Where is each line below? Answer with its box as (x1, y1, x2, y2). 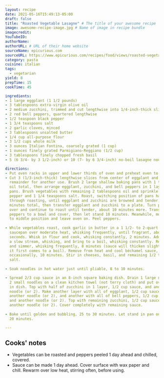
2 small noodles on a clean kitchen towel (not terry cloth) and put (9, 280, 154, 285)
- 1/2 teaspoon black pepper (5, 116, 64, 121)
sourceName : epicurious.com (5, 48, 62, 53)
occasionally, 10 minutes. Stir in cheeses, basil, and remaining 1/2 (9, 253, 156, 258)
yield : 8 (5, 76, 23, 80)
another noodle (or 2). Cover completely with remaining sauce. (9, 302, 143, 308)
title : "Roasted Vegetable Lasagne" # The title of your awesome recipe (5, 21, 156, 26)
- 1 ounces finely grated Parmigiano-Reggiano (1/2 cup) (5, 148, 123, 153)
